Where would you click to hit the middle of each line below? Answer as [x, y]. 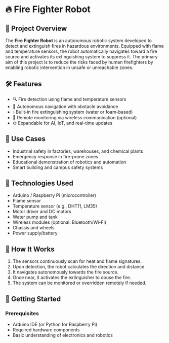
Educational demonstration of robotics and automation [69, 162]
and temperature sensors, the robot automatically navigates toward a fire [81, 51]
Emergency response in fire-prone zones [55, 156]
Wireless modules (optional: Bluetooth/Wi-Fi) [59, 222]
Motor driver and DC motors [42, 212]
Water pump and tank [35, 217]
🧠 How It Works [30, 249]
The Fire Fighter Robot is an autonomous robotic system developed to [78, 41]
